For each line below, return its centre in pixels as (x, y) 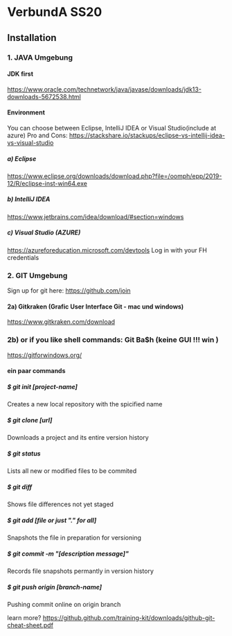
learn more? (24, 617)
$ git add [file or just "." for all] (52, 520)
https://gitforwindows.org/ (45, 355)
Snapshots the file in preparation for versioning (74, 538)
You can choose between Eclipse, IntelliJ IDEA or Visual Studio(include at (112, 128)
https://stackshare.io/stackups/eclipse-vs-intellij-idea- (147, 135)
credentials (23, 257)
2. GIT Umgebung (37, 275)
